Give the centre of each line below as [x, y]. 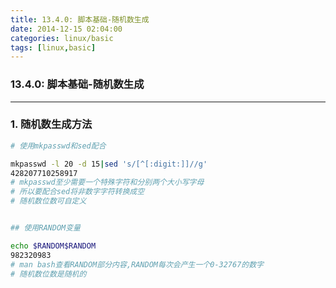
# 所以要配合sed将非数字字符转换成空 [77, 192]
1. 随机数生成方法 [51, 124]
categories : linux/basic [62, 38]
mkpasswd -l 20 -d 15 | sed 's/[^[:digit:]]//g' [109, 164]
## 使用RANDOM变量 [45, 228]
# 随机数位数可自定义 [48, 201]
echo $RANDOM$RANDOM [53, 246]
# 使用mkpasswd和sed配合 [58, 146]
